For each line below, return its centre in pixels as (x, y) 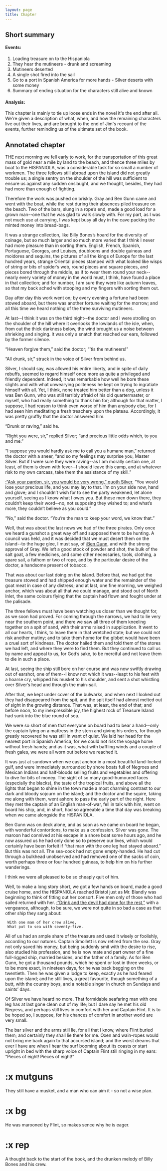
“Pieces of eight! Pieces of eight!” (40, 1057)
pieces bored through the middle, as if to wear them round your (70, 272)
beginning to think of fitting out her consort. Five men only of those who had (83, 898)
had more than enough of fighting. (40, 189)
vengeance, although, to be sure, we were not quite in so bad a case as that (83, 908)
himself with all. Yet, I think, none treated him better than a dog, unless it (79, 390)
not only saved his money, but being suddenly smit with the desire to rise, (81, 947)
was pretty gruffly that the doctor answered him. (55, 417)
